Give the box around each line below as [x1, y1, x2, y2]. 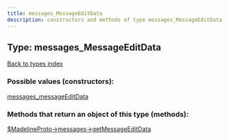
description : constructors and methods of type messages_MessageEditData [7, 16, 223, 23]
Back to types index [7, 59, 63, 68]
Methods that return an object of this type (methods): [7, 109, 189, 119]
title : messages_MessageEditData [7, 10, 103, 17]
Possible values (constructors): [7, 76, 114, 86]
